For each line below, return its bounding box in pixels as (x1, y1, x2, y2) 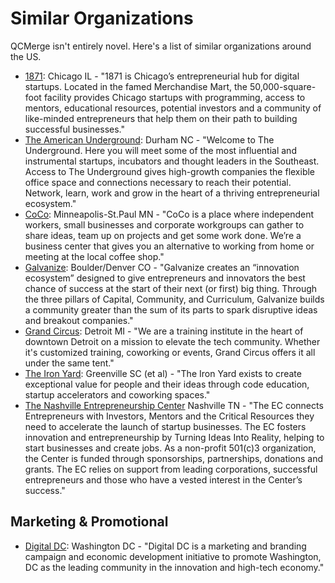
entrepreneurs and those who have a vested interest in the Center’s (24, 473, 303, 486)
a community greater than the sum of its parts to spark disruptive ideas (24, 303, 318, 316)
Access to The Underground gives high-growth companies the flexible (24, 165, 316, 177)
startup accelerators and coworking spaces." (24, 388, 211, 401)
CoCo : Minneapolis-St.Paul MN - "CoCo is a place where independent (24, 208, 315, 220)
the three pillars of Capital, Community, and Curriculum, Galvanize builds (24, 293, 325, 305)
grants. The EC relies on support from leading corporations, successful (24, 463, 318, 475)
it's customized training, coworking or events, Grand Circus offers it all (24, 346, 316, 358)
